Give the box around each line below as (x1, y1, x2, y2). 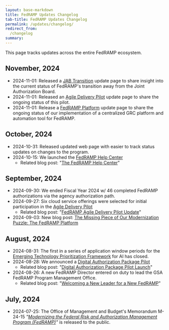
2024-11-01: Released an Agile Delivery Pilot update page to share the (12, 94, 159, 100)
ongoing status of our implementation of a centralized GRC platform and (12, 110, 164, 116)
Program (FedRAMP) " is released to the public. (12, 319, 111, 325)
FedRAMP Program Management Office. (12, 275, 97, 281)
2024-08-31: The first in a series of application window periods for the (12, 248, 160, 254)
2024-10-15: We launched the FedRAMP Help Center (12, 154, 123, 160)
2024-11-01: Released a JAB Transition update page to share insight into (12, 77, 164, 84)
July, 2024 (5, 295, 40, 304)
